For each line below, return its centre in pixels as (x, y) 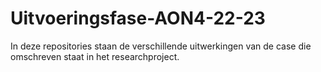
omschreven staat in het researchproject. (95, 56)
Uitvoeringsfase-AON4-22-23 (138, 18)
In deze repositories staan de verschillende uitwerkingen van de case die (161, 46)
